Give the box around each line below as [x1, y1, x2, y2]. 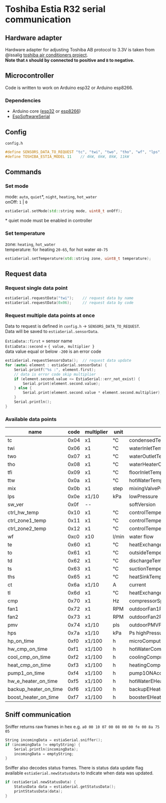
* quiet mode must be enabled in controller [5, 217, 92, 223]
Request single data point [5, 284, 68, 291]
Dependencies [5, 97, 41, 104]
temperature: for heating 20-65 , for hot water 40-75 [5, 246, 108, 253]
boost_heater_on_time [7, 694, 59, 701]
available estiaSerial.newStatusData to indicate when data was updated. [5, 770, 154, 776]
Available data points [5, 416, 57, 423]
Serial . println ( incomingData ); [14, 747, 79, 752]
